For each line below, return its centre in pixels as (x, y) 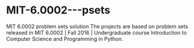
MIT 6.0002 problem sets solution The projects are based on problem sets (97, 26)
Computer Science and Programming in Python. (65, 39)
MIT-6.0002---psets (58, 10)
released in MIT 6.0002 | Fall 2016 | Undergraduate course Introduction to (97, 32)
